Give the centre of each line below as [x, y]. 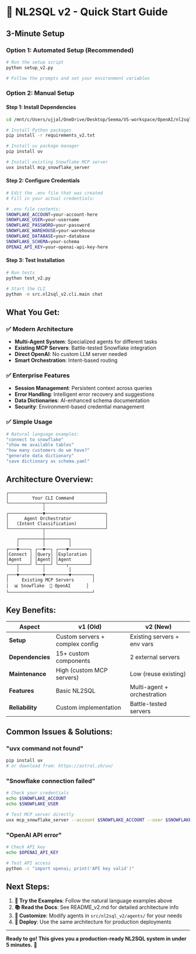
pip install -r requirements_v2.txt [50, 136]
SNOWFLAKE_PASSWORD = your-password [48, 225]
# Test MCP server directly [40, 814]
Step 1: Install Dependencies [41, 107]
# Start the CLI [26, 289]
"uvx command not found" [45, 748]
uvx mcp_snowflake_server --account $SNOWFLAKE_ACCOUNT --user [85, 820]
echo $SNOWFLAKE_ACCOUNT [36, 799]
